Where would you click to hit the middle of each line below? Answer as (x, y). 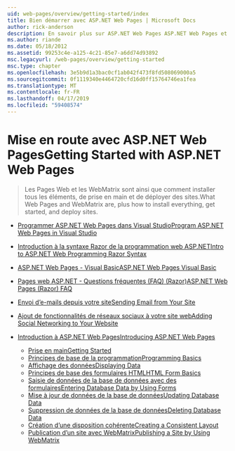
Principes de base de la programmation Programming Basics (115, 358)
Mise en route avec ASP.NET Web (107, 140)
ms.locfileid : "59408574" (45, 105)
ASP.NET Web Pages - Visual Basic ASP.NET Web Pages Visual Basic (117, 267)
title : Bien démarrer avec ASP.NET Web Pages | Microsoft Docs (102, 20)
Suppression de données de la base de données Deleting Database (124, 410)
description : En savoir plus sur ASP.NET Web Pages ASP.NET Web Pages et (117, 33)
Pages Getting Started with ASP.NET (114, 155)
